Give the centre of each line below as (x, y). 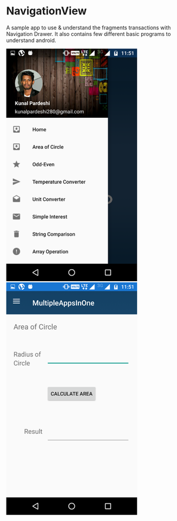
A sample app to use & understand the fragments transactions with (89, 28)
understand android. (31, 40)
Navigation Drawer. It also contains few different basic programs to (89, 33)
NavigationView (47, 11)
